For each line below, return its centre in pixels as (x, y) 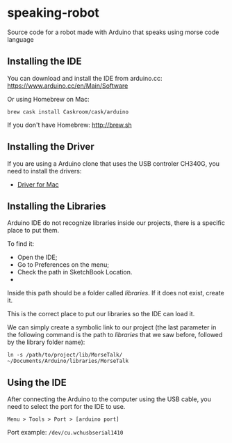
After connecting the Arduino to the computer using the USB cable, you (109, 399)
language (20, 39)
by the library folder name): (46, 342)
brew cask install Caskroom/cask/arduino (68, 112)
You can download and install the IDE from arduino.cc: (85, 78)
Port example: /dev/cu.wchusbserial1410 (65, 433)
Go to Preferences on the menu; (63, 265)
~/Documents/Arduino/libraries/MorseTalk (68, 361)
